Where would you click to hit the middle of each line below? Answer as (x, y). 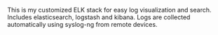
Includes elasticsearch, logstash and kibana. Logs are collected (99, 17)
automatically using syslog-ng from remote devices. (82, 24)
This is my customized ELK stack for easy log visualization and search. (109, 10)
